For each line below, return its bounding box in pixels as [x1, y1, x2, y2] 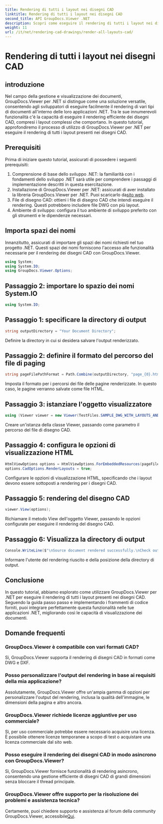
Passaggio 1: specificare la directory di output [5, 316, 147, 324]
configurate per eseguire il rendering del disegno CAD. [5, 521, 114, 527]
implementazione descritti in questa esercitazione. [12, 181, 113, 187]
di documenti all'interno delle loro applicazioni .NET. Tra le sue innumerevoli [5, 109, 157, 114]
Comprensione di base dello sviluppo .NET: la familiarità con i [12, 171, 135, 177]
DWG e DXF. [5, 660, 30, 666]
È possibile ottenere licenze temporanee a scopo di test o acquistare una [5, 734, 151, 740]
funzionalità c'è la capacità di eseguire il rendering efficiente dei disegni [5, 114, 149, 120]
